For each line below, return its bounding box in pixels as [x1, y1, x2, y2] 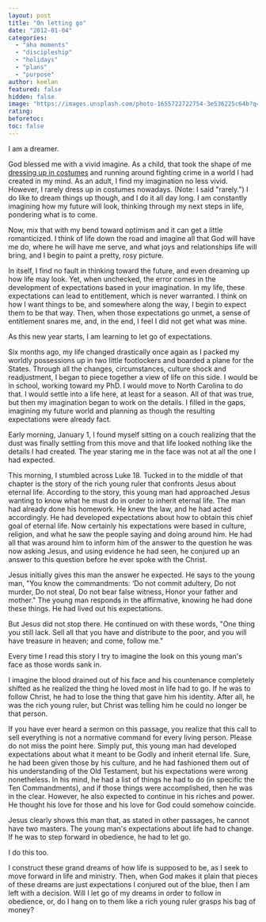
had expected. [8, 455, 55, 465]
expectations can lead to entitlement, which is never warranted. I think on [8, 291, 248, 300]
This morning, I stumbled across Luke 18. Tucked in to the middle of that [8, 470, 243, 480]
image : [8, 100, 30, 108]
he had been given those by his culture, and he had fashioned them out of [8, 758, 249, 767]
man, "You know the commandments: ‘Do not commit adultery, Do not [8, 578, 236, 587]
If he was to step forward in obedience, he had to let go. [8, 832, 192, 841]
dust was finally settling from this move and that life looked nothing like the [8, 438, 253, 448]
